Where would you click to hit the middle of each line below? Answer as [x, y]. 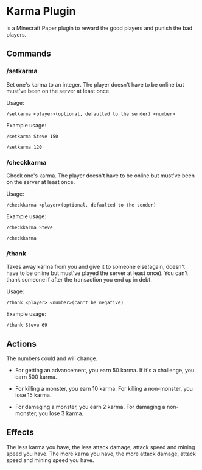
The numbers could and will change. [52, 358]
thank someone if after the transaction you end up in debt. [79, 280]
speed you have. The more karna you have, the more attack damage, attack [101, 454]
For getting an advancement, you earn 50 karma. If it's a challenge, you [105, 371]
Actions [21, 344]
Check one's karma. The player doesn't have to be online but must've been [100, 176]
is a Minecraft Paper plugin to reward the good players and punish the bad [99, 28]
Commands [29, 54]
